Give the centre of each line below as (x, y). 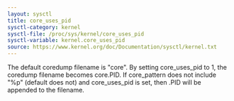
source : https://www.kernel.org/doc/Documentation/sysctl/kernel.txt (112, 47)
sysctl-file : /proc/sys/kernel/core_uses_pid (76, 34)
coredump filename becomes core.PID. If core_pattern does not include (112, 75)
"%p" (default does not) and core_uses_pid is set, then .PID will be (105, 82)
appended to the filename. (46, 90)
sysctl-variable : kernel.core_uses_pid (66, 41)
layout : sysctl (30, 14)
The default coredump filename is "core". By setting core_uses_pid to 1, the (117, 67)
